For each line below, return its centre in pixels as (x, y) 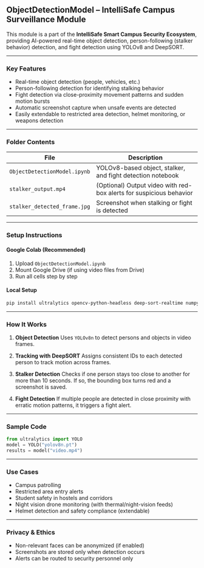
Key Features (26, 68)
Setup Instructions (34, 235)
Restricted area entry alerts (49, 491)
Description (145, 158)
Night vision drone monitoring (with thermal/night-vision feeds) (94, 505)
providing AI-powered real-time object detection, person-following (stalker (100, 40)
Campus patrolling (38, 485)
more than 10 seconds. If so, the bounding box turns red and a (93, 380)
